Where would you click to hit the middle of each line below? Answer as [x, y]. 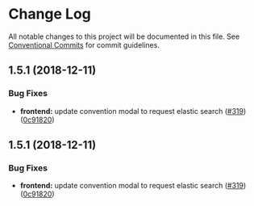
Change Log [50, 14]
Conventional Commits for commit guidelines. [84, 44]
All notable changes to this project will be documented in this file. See [124, 36]
